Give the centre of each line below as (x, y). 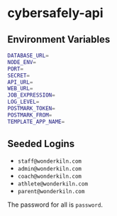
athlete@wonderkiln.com (53, 184)
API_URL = (20, 82)
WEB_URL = (20, 89)
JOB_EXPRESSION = (31, 95)
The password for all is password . (55, 205)
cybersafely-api (56, 13)
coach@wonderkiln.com (49, 177)
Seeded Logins (41, 144)
